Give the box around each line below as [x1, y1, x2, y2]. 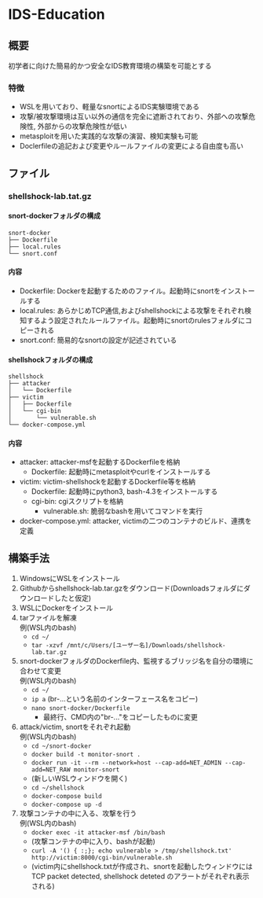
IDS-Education [8, 6, 106, 24]
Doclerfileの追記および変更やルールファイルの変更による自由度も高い [19, 142, 244, 151]
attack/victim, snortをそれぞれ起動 [19, 722, 131, 732]
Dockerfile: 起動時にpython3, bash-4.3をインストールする [31, 487, 218, 496]
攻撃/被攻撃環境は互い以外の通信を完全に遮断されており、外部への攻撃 [19, 112, 249, 121]
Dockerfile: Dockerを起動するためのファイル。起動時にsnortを [19, 286, 221, 296]
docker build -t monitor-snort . [31, 751, 141, 759]
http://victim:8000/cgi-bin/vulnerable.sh [31, 854, 173, 862]
